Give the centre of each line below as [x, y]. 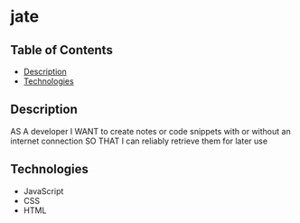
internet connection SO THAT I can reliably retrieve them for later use [139, 141]
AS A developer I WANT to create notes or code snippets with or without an [151, 131]
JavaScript [43, 190]
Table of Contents [62, 50]
